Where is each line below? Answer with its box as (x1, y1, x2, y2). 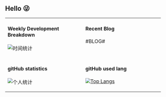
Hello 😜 (5, 4, 30, 13)
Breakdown (7, 32, 35, 38)
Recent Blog (85, 25, 115, 32)
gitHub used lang (85, 65, 127, 72)
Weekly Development (7, 25, 59, 32)
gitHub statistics (7, 65, 48, 72)
